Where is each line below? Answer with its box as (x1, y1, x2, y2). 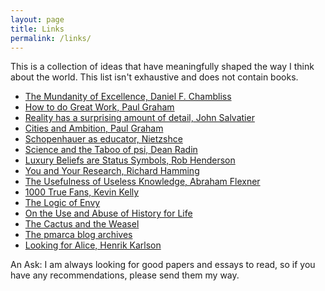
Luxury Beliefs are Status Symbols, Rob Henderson (24, 154, 236, 166)
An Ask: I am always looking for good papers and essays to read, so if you (10, 259, 316, 271)
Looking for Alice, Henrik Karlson (24, 239, 162, 251)
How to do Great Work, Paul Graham (24, 101, 175, 113)
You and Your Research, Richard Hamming (24, 165, 200, 177)
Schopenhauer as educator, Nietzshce (24, 133, 183, 145)
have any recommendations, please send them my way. (10, 269, 240, 281)
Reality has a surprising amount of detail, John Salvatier (24, 112, 255, 124)
